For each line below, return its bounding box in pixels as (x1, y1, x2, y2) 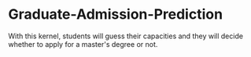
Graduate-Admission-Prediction (8, 5, 223, 23)
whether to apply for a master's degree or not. (8, 39, 158, 48)
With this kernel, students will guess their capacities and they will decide (8, 31, 244, 41)
